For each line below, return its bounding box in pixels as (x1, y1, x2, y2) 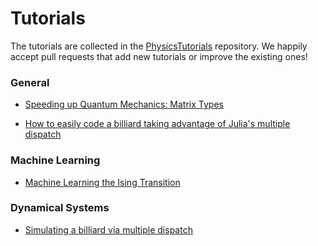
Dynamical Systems (10, 201, 110, 215)
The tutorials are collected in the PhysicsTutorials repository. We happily (10, 40, 308, 52)
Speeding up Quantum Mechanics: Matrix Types (24, 98, 224, 111)
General (10, 75, 50, 89)
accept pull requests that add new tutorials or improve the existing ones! (10, 50, 308, 62)
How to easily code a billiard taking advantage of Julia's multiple (24, 118, 291, 130)
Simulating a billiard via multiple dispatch (24, 223, 193, 236)
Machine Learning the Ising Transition (24, 176, 181, 188)
